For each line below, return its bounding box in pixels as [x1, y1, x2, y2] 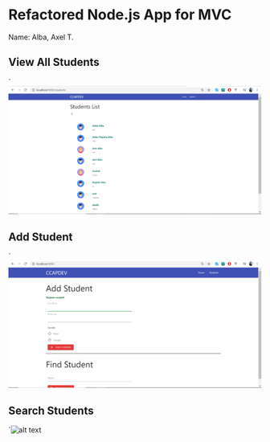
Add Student [8, 230, 73, 244]
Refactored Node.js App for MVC [8, 6, 232, 24]
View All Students [8, 55, 100, 69]
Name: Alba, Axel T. [8, 32, 74, 42]
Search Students [8, 403, 94, 417]
